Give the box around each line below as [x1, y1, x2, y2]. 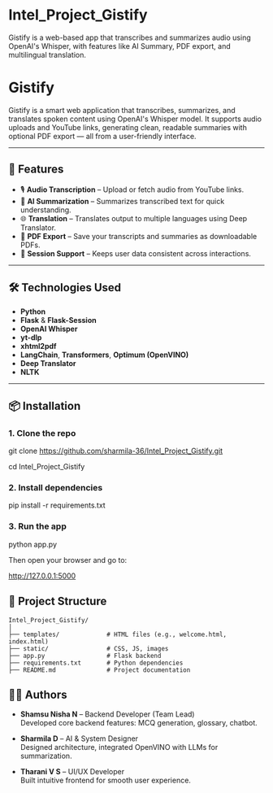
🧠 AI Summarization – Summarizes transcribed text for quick [19, 196, 225, 206]
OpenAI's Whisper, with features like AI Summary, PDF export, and [8, 41, 231, 50]
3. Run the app [8, 521, 67, 532]
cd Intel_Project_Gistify [8, 462, 85, 472]
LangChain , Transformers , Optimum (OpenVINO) [19, 350, 189, 359]
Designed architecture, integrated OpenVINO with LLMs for [19, 743, 219, 752]
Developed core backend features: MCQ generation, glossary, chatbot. [19, 718, 258, 728]
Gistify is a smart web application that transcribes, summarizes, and [8, 105, 236, 115]
